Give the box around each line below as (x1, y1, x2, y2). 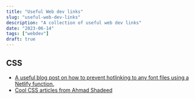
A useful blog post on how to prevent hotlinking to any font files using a (14, 74, 189, 81)
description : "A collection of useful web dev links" (6, 20, 142, 25)
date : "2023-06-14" (6, 25, 55, 31)
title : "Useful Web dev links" (6, 8, 84, 15)
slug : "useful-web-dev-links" (6, 14, 81, 20)
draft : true (6, 36, 36, 42)
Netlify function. (14, 80, 55, 87)
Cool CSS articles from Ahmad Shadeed (14, 87, 113, 94)
